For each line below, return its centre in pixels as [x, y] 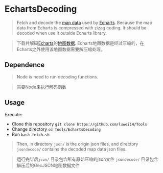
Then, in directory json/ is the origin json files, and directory [77, 144]
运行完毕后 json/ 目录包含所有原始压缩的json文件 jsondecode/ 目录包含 [87, 159]
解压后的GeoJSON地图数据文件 [48, 165]
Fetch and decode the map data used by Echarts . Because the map [84, 23]
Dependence [25, 65]
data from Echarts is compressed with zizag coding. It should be [81, 27]
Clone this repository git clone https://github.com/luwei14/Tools [79, 124]
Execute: [13, 114]
